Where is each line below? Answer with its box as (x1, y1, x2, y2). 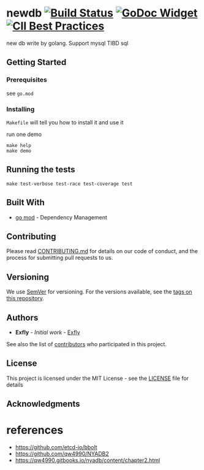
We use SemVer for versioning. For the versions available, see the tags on (6, 288, 192, 295)
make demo (6, 148, 32, 154)
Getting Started (6, 57, 67, 67)
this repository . (6, 295, 45, 302)
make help (6, 142, 32, 148)
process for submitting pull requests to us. (6, 254, 113, 262)
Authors (6, 313, 39, 323)
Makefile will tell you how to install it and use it (6, 118, 124, 126)
